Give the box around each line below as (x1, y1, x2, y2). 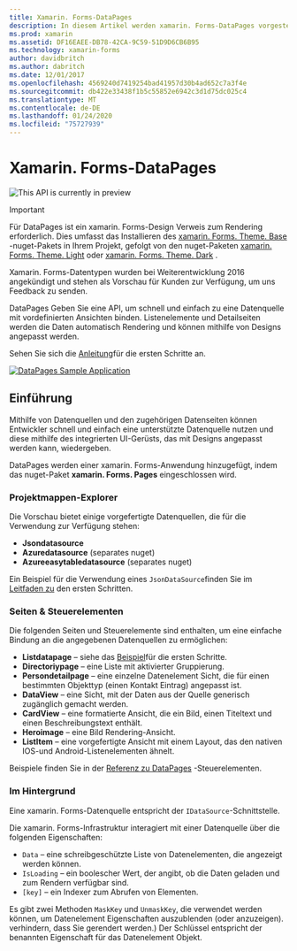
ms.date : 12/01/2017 (9, 71, 86, 80)
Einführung (9, 391, 72, 406)
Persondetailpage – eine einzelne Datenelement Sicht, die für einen (21, 671, 270, 681)
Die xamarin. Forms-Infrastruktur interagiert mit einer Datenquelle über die (9, 822, 280, 832)
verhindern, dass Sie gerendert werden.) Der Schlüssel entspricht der (9, 922, 263, 933)
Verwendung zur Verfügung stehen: (9, 521, 140, 532)
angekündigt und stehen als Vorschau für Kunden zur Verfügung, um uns (9, 276, 276, 287)
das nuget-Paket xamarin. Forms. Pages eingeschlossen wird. (9, 469, 237, 479)
